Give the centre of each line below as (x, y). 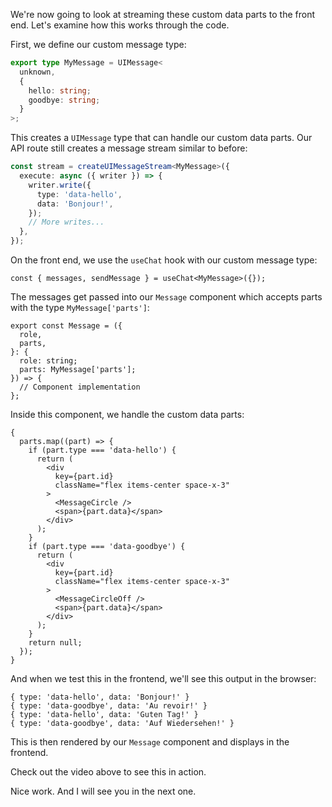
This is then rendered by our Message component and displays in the (150, 742)
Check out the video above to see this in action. (108, 772)
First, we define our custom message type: (98, 44)
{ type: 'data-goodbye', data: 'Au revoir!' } (109, 706)
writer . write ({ (60, 185)
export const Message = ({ (66, 326)
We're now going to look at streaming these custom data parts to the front (163, 14)
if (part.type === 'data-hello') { (102, 450)
